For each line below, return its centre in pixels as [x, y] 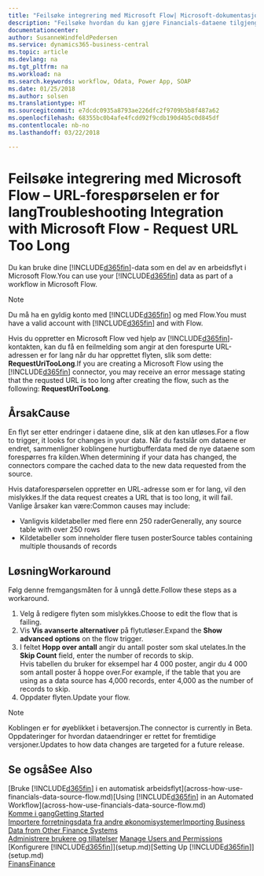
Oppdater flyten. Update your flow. [75, 697]
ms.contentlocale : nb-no [49, 125]
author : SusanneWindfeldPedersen [63, 37]
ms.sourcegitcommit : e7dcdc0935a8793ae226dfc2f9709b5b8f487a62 [114, 111]
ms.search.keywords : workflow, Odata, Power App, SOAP [100, 81]
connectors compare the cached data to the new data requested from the [127, 466]
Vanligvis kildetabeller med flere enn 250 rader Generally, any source [130, 522]
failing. [30, 622]
